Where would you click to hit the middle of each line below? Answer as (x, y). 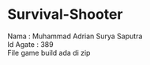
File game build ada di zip (49, 52)
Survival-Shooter (65, 14)
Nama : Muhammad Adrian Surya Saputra (75, 36)
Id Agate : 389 (30, 44)
